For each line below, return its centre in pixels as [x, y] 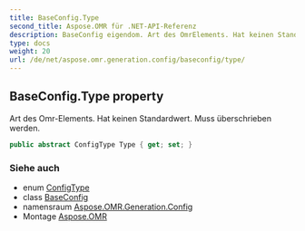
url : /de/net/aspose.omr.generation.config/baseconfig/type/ [128, 60]
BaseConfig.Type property [87, 96]
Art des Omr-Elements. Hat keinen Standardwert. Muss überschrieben [141, 118]
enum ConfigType [56, 188]
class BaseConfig [55, 197]
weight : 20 [30, 52]
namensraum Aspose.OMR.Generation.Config [108, 207]
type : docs [30, 43]
